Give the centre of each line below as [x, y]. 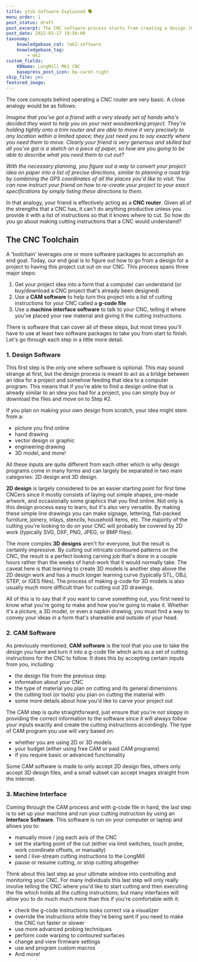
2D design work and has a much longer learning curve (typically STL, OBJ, [97, 575]
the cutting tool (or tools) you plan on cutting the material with [90, 695]
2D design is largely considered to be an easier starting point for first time [96, 488]
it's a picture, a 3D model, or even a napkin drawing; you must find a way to [98, 611]
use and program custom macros [55, 948]
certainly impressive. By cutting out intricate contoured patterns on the [92, 550]
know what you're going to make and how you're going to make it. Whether [97, 605]
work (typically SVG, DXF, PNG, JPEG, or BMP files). [70, 532]
